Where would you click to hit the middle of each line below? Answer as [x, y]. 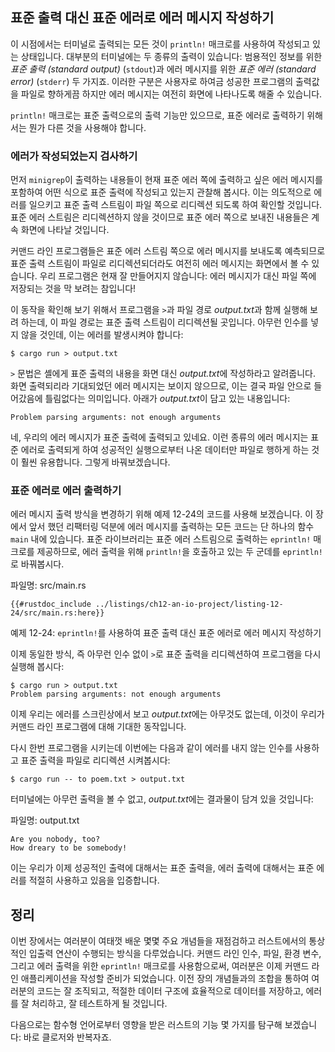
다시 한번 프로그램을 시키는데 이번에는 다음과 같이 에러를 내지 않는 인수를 [151, 748]
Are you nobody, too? [55, 839]
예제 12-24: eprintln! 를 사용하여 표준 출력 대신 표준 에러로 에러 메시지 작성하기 [166, 633]
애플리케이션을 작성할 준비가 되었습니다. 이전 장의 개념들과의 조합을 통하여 [165, 979]
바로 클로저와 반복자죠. [67, 1037]
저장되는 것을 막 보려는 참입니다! [73, 289]
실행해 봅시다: [37, 667]
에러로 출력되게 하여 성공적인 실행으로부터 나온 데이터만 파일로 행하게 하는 [165, 450]
